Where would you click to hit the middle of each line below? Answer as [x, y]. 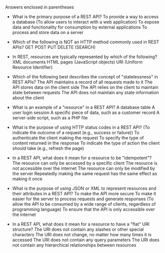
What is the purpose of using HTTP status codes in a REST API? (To [81, 127]
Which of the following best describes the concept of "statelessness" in [85, 77]
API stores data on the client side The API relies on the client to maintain [85, 87]
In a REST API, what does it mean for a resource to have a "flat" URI [81, 224]
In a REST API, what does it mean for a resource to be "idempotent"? [82, 158]
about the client [28, 98]
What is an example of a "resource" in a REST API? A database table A [83, 107]
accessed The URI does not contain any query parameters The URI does [86, 240]
